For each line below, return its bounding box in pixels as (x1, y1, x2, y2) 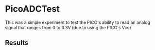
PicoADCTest (5, 3, 60, 15)
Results (5, 39, 29, 47)
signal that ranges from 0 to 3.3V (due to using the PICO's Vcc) (5, 24, 131, 30)
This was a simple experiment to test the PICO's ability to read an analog (5, 19, 151, 25)
